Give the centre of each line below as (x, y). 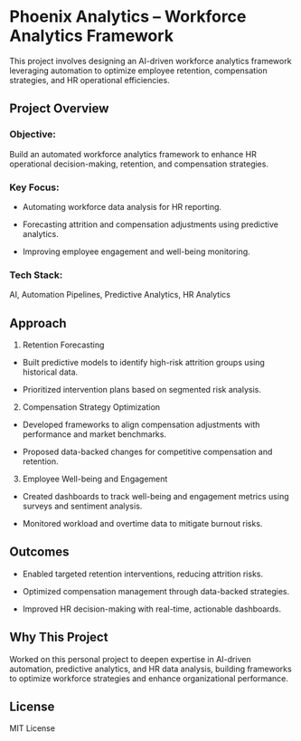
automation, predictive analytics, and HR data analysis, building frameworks (150, 669)
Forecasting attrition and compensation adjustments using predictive (150, 224)
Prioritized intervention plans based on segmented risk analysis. (142, 390)
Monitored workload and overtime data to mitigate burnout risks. (142, 524)
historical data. (50, 372)
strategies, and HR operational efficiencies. (89, 80)
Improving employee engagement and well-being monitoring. (136, 252)
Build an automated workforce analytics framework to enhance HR (133, 154)
